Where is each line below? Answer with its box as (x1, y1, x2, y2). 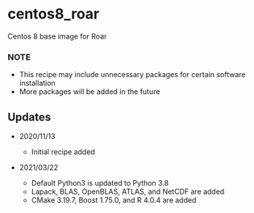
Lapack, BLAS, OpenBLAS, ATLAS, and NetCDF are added (31, 186, 225, 197)
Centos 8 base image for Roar (7, 31, 107, 41)
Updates (7, 110, 52, 124)
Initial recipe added (31, 147, 96, 157)
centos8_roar (7, 5, 100, 23)
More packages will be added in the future (19, 87, 160, 96)
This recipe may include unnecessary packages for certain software (19, 70, 247, 80)
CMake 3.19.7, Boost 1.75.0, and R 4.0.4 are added (31, 195, 197, 205)
